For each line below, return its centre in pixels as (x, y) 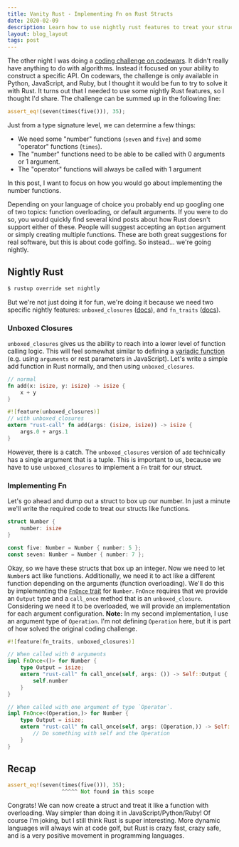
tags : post (23, 41)
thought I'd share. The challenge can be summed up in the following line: (114, 99)
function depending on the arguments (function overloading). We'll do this (116, 583)
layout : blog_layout (38, 34)
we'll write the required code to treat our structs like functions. (99, 509)
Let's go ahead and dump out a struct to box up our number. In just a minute (119, 501)
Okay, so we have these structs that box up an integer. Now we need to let (116, 568)
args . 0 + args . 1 (44, 432)
